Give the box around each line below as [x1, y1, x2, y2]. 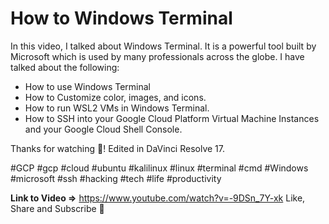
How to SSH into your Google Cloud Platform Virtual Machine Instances [24, 112, 320, 124]
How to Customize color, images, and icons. [24, 91, 207, 103]
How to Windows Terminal [10, 7, 233, 30]
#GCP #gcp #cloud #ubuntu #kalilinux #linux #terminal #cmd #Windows [10, 162, 309, 174]
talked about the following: [10, 61, 120, 73]
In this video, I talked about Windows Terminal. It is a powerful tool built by [10, 40, 317, 52]
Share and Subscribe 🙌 [10, 202, 105, 214]
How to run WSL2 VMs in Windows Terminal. [24, 102, 210, 114]
